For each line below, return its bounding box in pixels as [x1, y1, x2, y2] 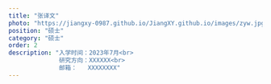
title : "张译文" [8, 11, 60, 20]
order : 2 [8, 42, 38, 50]
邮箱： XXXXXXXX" [59, 64, 121, 72]
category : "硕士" [8, 34, 65, 42]
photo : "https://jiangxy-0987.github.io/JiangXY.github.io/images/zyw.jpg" [8, 19, 269, 27]
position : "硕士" [8, 26, 65, 34]
